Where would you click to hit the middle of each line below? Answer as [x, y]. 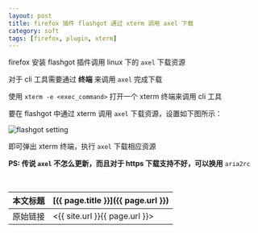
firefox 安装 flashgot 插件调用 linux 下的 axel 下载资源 [97, 62]
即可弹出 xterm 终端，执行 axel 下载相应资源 [82, 147]
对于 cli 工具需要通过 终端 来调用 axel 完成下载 [85, 79]
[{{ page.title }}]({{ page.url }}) [111, 201]
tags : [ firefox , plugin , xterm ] [62, 38]
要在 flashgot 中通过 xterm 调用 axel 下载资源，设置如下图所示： [116, 114]
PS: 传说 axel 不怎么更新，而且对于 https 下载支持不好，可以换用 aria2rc [129, 164]
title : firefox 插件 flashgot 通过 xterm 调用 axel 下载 [101, 23]
